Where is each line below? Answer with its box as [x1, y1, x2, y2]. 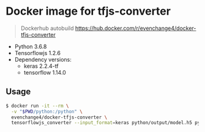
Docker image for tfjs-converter [6, 4, 171, 18]
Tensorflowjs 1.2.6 [14, 49, 61, 56]
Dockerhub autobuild [20, 24, 74, 32]
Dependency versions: [14, 56, 72, 63]
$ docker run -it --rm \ [6, 103, 69, 109]
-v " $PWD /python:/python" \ [11, 108, 83, 114]
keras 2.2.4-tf [23, 62, 59, 70]
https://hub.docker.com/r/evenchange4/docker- [75, 24, 196, 32]
